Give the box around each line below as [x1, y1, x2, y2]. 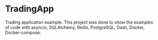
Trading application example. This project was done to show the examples [5, 19, 154, 25]
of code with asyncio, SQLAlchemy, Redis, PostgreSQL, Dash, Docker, [5, 24, 145, 30]
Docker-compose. [5, 29, 41, 35]
